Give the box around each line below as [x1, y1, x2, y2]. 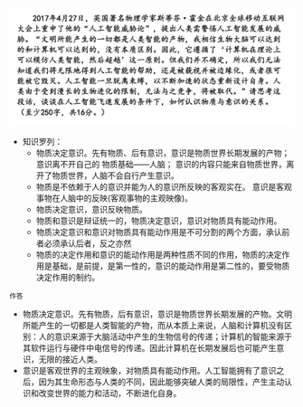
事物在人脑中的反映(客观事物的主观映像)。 [35, 193, 193, 203]
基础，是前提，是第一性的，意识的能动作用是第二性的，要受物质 [52, 260, 290, 271]
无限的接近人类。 [38, 354, 102, 364]
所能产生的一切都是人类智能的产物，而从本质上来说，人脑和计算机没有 [22, 320, 285, 331]
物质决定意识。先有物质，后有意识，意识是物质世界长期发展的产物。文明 [22, 308, 292, 319]
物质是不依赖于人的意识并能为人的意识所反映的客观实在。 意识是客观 [35, 182, 292, 193]
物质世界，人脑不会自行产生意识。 [52, 170, 179, 181]
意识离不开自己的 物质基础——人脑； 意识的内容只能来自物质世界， [35, 159, 287, 170]
